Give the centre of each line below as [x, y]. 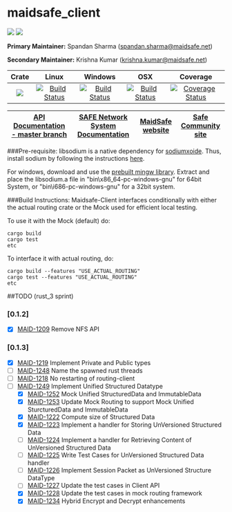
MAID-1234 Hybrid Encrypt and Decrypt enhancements [106, 501]
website [156, 130]
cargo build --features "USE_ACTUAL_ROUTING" [74, 271]
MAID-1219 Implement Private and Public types [84, 362]
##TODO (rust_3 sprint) [40, 296]
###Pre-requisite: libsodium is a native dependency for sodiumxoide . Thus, [114, 151]
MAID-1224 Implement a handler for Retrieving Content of [109, 440]
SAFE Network [103, 117]
